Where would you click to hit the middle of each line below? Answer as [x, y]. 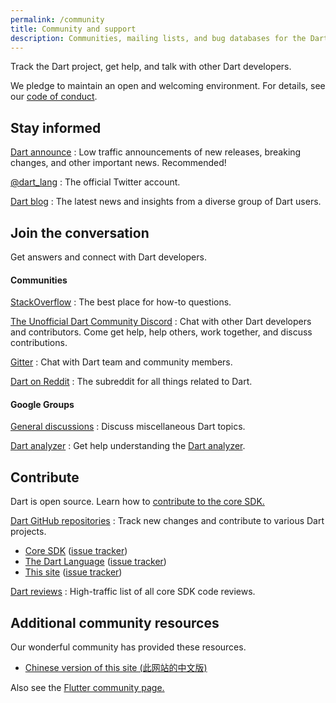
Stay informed [56, 127]
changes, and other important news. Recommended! [118, 163]
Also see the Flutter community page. [87, 688]
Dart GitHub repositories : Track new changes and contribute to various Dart [167, 521]
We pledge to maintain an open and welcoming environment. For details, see [168, 86]
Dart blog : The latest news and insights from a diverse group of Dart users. [166, 202]
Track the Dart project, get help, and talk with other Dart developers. [151, 67]
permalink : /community [57, 19]
